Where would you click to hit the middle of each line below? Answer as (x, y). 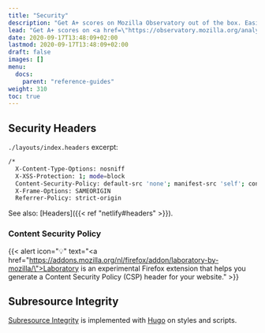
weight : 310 (28, 89)
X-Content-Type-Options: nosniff (70, 169)
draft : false (30, 52)
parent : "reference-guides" (68, 81)
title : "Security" (38, 15)
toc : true (24, 96)
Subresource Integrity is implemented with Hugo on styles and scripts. (123, 320)
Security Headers (52, 128)
